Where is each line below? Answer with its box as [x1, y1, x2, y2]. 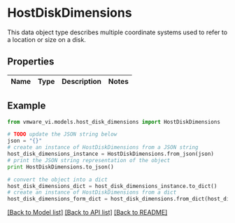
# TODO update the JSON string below [7, 131, 117, 138]
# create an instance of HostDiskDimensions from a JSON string [7, 144, 199, 151]
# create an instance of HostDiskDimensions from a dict [7, 189, 177, 196]
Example [7, 100, 46, 112]
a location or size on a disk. [7, 35, 86, 43]
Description [62, 76, 101, 86]
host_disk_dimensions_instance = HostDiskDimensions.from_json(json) [7, 150, 215, 158]
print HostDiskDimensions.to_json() [7, 163, 114, 171]
